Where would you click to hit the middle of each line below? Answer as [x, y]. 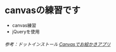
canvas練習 [24, 25]
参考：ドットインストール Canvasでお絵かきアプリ [58, 44]
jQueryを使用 [26, 31]
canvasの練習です [43, 10]
